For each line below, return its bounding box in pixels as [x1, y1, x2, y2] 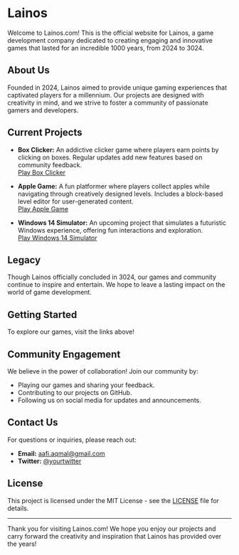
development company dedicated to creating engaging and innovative [7, 36, 213, 44]
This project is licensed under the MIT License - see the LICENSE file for [7, 496, 219, 504]
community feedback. [17, 160, 83, 169]
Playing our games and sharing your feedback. [17, 381, 155, 389]
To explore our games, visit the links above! [7, 327, 135, 336]
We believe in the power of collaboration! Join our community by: [7, 367, 198, 375]
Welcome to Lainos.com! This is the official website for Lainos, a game [7, 28, 214, 37]
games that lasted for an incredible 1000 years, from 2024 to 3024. [7, 43, 204, 52]
